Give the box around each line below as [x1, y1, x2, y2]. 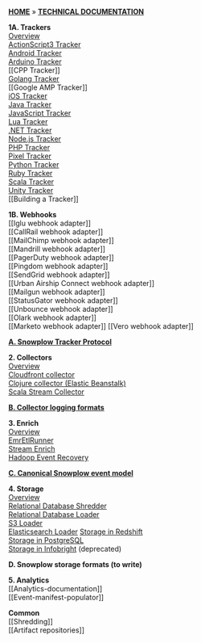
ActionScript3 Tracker [8, 40, 81, 49]
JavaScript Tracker [8, 108, 72, 118]
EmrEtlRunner [8, 435, 54, 445]
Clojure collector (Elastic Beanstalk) [8, 379, 126, 388]
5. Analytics [8, 575, 50, 585]
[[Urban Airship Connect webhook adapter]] [8, 279, 155, 288]
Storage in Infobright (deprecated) [8, 544, 122, 553]
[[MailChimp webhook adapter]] [8, 236, 114, 245]
